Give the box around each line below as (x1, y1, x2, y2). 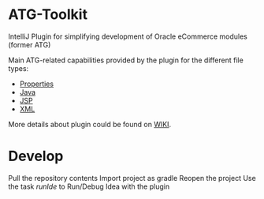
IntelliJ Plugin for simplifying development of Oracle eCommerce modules (8, 32, 248, 41)
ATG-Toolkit (8, 6, 88, 24)
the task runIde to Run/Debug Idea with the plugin (8, 182, 170, 191)
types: (8, 63, 29, 73)
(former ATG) (8, 39, 51, 49)
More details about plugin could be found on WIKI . (8, 119, 172, 129)
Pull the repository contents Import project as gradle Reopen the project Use (8, 173, 256, 182)
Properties (19, 79, 54, 88)
